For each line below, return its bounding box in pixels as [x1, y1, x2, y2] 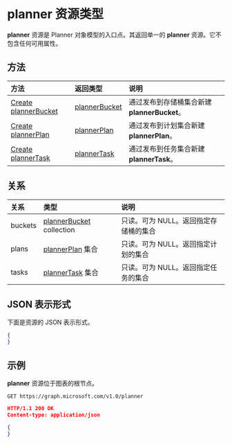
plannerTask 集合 [43, 267, 99, 277]
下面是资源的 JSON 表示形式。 [7, 318, 95, 326]
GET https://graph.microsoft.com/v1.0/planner [7, 393, 144, 400]
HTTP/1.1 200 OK [7, 405, 54, 412]
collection [43, 224, 75, 234]
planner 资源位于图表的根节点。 [7, 379, 99, 387]
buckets [10, 220, 37, 230]
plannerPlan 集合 [43, 244, 98, 254]
